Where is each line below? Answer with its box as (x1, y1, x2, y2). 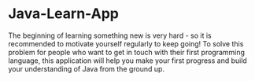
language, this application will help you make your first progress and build (8, 56, 248, 65)
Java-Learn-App (8, 5, 120, 23)
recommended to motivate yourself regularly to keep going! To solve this (8, 39, 244, 48)
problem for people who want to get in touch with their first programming (8, 47, 246, 57)
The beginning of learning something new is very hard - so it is (8, 31, 212, 40)
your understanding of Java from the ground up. (8, 64, 165, 73)
